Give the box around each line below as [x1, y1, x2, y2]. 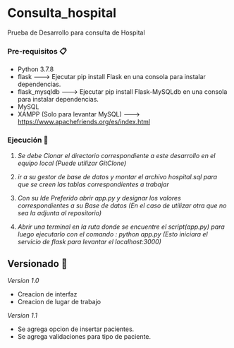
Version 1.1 [7, 311, 37, 320]
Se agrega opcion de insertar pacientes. [17, 325, 135, 333]
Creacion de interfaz [17, 290, 78, 299]
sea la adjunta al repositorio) [17, 208, 102, 217]
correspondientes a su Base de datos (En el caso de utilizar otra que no [17, 201, 227, 210]
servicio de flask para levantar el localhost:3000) [17, 237, 162, 246]
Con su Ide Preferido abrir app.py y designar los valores [17, 193, 181, 202]
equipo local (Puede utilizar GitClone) [17, 159, 127, 167]
